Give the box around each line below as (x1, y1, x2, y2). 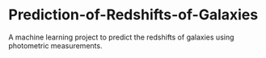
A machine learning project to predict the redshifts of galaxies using (8, 32, 234, 42)
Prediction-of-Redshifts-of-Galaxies (8, 6, 259, 24)
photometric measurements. (8, 40, 103, 50)
